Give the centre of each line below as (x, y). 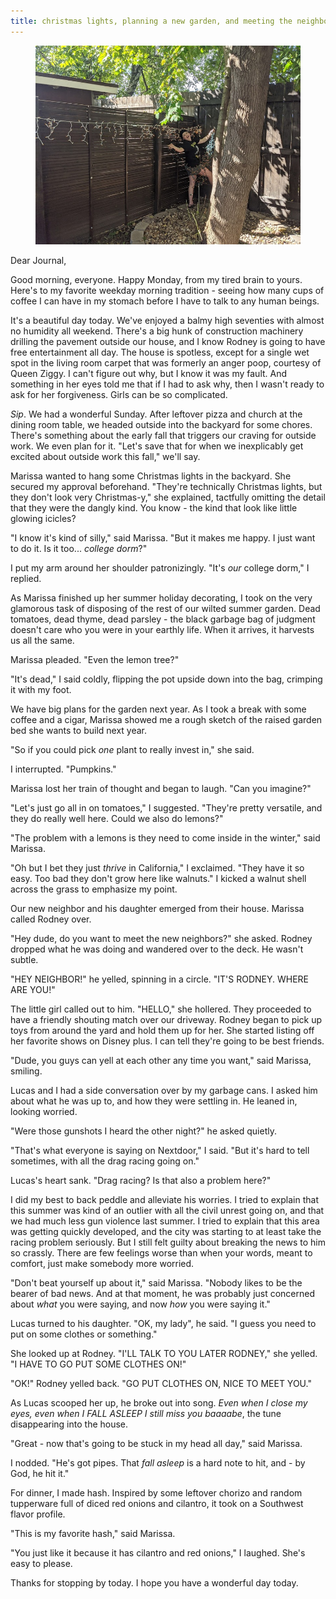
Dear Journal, (38, 260)
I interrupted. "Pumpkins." (63, 769)
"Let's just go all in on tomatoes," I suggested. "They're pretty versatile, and (166, 807)
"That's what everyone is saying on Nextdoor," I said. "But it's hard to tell (160, 1150)
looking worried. (44, 1111)
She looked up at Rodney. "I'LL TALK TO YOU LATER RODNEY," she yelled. (164, 1353)
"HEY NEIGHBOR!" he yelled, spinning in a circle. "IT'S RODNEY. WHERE (160, 979)
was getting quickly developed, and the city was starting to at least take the (166, 1231)
